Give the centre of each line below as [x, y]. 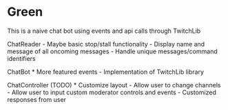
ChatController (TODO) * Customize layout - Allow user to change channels [114, 85]
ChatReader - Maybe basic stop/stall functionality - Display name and [106, 44]
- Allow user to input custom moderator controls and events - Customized [112, 92]
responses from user [37, 99]
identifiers [21, 58]
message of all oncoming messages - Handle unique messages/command [113, 51]
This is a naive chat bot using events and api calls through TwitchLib [104, 31]
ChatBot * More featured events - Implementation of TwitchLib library [106, 72]
